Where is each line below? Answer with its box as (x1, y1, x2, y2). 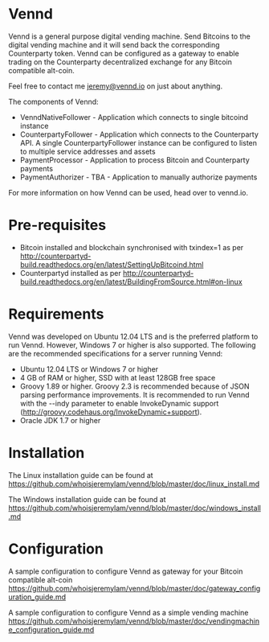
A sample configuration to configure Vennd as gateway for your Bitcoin (8, 566, 243, 576)
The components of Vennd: (8, 97, 99, 106)
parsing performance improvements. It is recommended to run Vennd (19, 389, 250, 399)
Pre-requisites (8, 216, 107, 234)
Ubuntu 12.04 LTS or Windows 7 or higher (19, 364, 159, 374)
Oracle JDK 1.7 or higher (19, 415, 101, 425)
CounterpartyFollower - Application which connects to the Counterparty (19, 130, 259, 139)
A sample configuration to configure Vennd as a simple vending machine (8, 607, 249, 617)
